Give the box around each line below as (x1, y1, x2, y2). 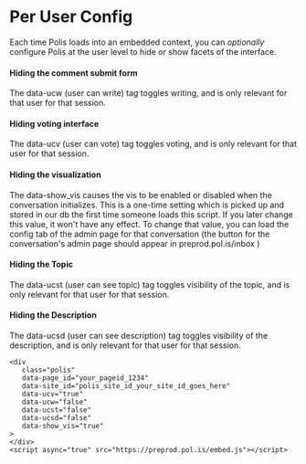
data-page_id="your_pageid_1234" (21, 373, 149, 383)
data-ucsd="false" (21, 413, 92, 422)
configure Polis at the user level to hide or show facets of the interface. (9, 46, 277, 57)
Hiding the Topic (9, 258, 73, 270)
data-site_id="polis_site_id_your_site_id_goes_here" (21, 381, 231, 390)
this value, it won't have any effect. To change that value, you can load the (9, 218, 290, 229)
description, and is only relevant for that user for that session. (9, 340, 242, 351)
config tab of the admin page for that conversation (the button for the (9, 228, 270, 239)
